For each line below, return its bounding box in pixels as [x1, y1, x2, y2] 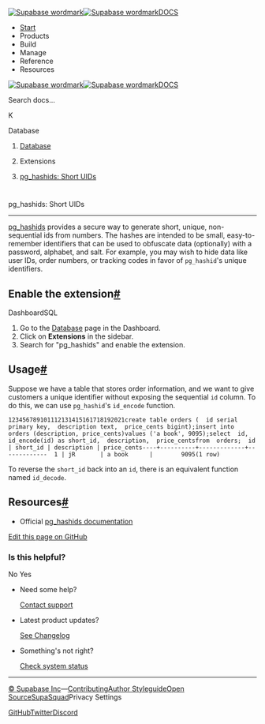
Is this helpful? [8, 551, 66, 562]
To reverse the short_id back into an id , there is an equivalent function [8, 464, 239, 474]
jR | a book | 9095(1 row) [68, 450, 221, 458]
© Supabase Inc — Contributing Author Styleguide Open [8, 684, 185, 693]
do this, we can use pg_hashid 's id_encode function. [8, 400, 176, 410]
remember [8, 239, 42, 249]
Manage [19, 48, 47, 57]
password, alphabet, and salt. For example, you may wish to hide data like [8, 247, 248, 257]
